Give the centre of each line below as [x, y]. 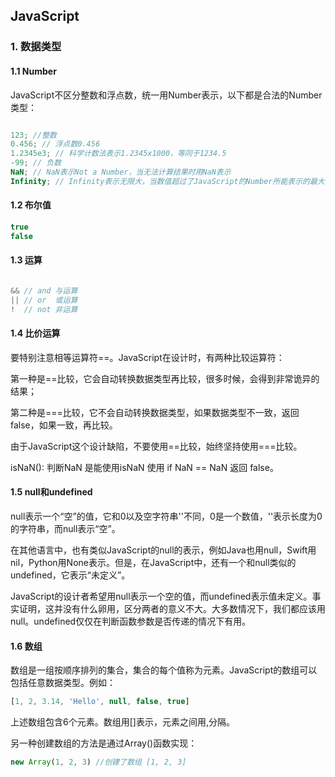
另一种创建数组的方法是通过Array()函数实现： [104, 743]
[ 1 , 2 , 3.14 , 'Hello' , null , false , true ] [100, 702]
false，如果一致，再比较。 [64, 425]
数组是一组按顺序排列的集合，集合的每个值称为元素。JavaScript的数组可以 [164, 670]
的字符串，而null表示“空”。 [65, 528]
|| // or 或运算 [44, 300]
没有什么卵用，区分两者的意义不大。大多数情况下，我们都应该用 [194, 608]
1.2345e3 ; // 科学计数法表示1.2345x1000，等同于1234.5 [118, 154]
